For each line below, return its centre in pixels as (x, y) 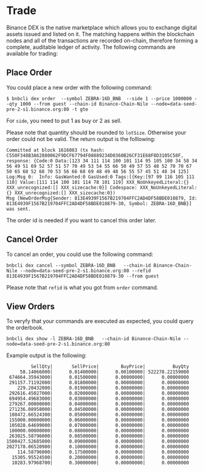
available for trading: (32, 53)
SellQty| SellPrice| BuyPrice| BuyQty (110, 367)
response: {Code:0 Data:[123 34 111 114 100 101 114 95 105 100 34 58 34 (102, 161)
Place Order (29, 73)
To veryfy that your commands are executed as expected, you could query (100, 321)
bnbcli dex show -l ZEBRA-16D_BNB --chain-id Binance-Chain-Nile (94, 339)
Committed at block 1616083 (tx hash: (55, 150)
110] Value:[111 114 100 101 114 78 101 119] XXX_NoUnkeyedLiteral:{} (98, 182)
